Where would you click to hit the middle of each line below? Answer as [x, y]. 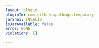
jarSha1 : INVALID [24, 19]
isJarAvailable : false [29, 24]
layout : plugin [21, 10]
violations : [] [21, 33]
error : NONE [18, 29]
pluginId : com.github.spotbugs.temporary [50, 15]
